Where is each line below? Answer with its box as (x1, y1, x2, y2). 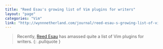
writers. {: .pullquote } (16, 39, 61, 45)
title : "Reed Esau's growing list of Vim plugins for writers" (5, 7, 136, 12)
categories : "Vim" (5, 16, 42, 21)
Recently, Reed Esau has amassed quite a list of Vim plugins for (16, 34, 144, 39)
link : (5, 20, 16, 25)
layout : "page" (5, 12, 36, 16)
